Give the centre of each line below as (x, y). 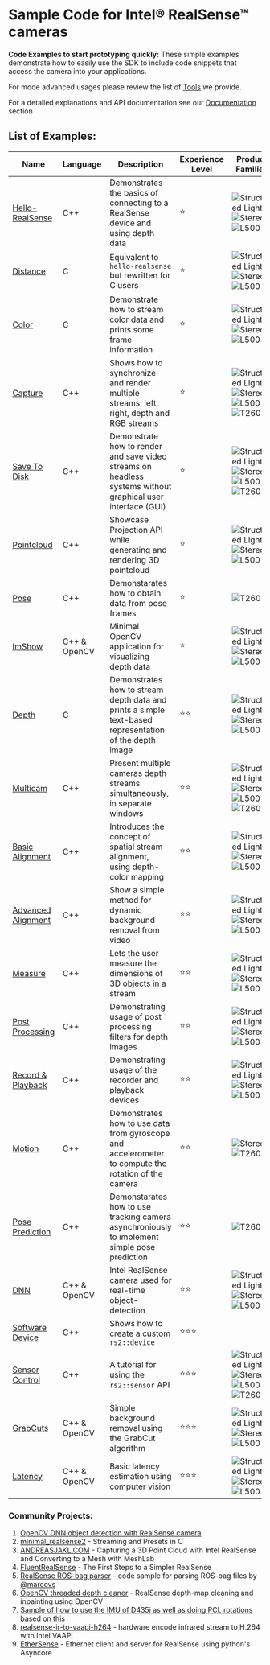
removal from (135, 929)
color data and (137, 319)
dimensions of (136, 973)
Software (29, 1327)
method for (131, 900)
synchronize (133, 373)
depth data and (138, 699)
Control (27, 1379)
